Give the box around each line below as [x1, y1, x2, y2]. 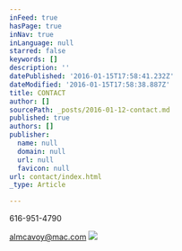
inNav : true [9, 30, 54, 39]
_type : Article [9, 181, 66, 190]
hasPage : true [9, 22, 63, 31]
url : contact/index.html [9, 172, 102, 181]
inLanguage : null [9, 38, 74, 48]
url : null [17, 155, 54, 165]
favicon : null [17, 164, 70, 173]
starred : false [9, 47, 66, 56]
